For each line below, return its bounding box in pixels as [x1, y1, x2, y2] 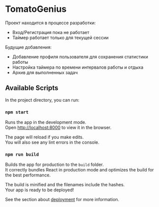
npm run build [5, 152, 39, 157]
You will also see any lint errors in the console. [5, 139, 100, 145]
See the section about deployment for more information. [5, 197, 119, 203]
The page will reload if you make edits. [5, 134, 84, 140]
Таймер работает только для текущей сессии [12, 35, 109, 41]
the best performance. [5, 172, 51, 178]
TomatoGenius [5, 3, 67, 15]
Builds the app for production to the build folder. [5, 162, 104, 167]
